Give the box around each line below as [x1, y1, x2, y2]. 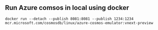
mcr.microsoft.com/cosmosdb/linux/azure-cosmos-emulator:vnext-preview [5, 20, 153, 25]
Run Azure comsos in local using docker [5, 4, 129, 12]
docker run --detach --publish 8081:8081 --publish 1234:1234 [5, 16, 134, 21]
